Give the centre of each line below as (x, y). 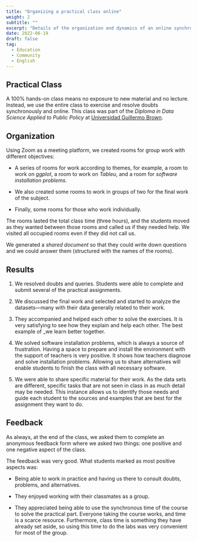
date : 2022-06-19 (27, 34)
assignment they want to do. (49, 404)
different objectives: (30, 157)
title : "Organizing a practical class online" (64, 11)
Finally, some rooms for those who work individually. (78, 210)
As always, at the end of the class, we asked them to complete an (85, 437)
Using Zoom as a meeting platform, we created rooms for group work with (96, 150)
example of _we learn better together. (60, 331)
